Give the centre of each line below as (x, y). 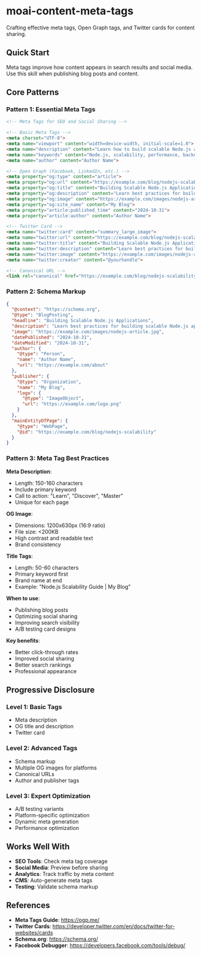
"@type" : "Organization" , (49, 382)
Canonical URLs (35, 774)
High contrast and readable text (54, 538)
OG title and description (44, 726)
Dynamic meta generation (47, 822)
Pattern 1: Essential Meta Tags (51, 110)
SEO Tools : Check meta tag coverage (61, 861)
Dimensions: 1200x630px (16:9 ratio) (60, 525)
